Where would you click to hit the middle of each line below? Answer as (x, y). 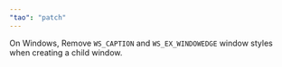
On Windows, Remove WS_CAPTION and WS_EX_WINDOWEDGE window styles (141, 43)
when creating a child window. (66, 52)
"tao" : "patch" (38, 17)
